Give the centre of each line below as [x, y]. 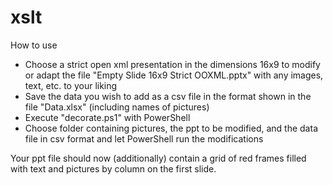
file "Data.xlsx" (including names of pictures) [117, 107]
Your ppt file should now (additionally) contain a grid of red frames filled [158, 158]
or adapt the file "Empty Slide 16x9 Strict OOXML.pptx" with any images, [174, 75]
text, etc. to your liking [71, 85]
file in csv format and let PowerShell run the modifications [144, 138]
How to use [34, 45]
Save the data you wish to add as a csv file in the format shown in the [168, 96]
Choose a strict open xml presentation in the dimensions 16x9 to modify [172, 64]
